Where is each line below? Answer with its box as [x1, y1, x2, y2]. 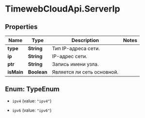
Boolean [28, 69, 48, 75]
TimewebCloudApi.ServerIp [5, 3, 120, 15]
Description [71, 37, 99, 44]
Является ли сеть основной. [52, 69, 119, 75]
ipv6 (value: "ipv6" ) [12, 107, 52, 113]
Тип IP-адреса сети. [52, 45, 100, 52]
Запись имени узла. [52, 61, 99, 67]
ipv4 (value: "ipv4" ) [12, 98, 52, 103]
